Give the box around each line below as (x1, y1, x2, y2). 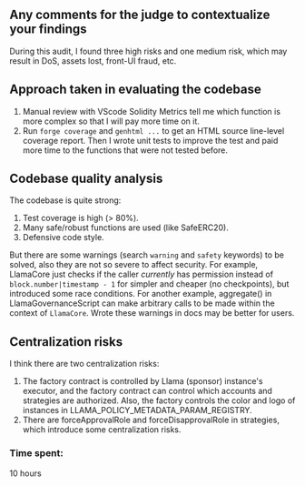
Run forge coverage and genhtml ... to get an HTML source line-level (22, 125, 285, 136)
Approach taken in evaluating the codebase (9, 82, 261, 97)
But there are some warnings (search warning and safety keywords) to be (9, 249, 284, 260)
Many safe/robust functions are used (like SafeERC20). (22, 222, 229, 233)
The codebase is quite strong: (9, 195, 122, 206)
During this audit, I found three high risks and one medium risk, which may (9, 46, 288, 56)
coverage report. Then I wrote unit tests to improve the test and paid (22, 135, 279, 146)
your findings (9, 22, 88, 37)
